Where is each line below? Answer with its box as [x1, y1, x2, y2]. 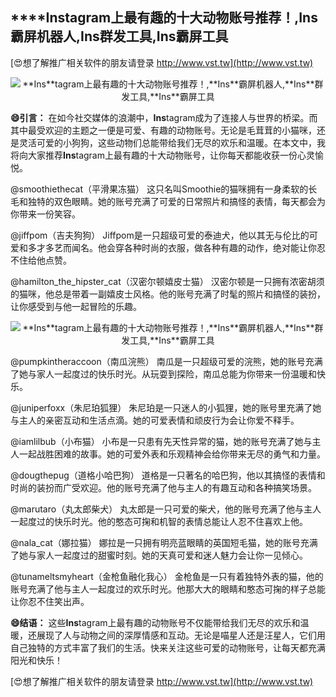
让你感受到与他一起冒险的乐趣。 [10, 300, 142, 312]
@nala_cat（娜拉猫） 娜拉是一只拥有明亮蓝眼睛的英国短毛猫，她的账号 [10, 536, 301, 548]
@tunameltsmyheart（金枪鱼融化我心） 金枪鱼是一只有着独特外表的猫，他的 [10, 570, 324, 582]
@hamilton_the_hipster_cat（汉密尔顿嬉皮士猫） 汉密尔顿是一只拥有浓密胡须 [10, 275, 325, 287]
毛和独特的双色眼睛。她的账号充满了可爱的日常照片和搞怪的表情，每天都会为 [10, 195, 326, 207]
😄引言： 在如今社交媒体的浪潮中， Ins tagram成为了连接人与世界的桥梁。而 [10, 111, 318, 123]
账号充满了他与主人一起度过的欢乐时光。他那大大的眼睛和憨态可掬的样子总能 [10, 583, 326, 595]
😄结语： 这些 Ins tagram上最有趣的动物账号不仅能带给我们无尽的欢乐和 [10, 616, 301, 628]
